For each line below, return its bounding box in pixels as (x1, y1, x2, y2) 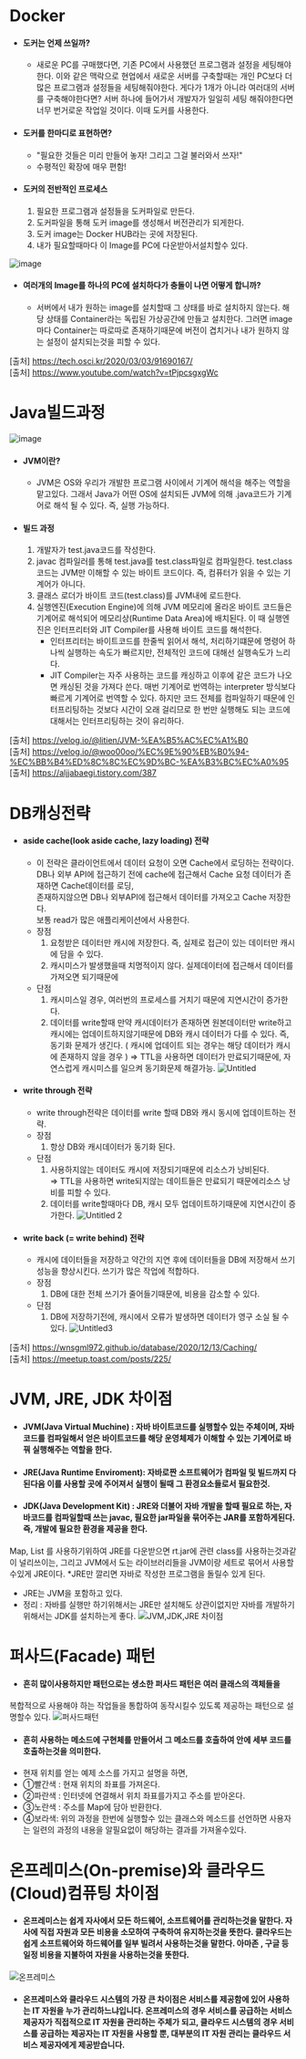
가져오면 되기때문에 (49, 971, 119, 982)
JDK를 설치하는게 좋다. (54, 1610, 137, 1621)
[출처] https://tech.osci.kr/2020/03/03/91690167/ (9, 356, 193, 366)
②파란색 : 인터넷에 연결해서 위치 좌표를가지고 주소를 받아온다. (22, 1790, 246, 1802)
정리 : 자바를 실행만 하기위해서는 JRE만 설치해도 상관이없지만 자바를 (22, 1598, 264, 1610)
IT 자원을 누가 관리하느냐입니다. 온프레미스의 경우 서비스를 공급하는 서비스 (31, 2005, 293, 2016)
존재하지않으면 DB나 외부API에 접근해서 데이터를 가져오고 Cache (36, 891, 267, 902)
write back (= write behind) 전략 (22, 1232, 145, 1243)
